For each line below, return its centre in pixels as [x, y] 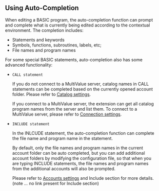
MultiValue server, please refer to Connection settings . [67, 114]
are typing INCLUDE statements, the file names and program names [80, 163]
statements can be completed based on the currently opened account [82, 89]
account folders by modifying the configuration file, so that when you [82, 158]
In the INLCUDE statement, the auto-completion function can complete [83, 133]
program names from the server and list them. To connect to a [75, 109]
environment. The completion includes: [44, 30]
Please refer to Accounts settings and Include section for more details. [83, 178]
